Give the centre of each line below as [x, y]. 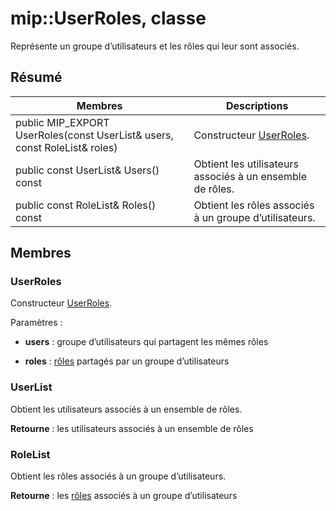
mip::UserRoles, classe [108, 18]
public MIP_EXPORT [62, 122]
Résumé [36, 77]
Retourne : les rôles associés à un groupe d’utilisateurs [124, 496]
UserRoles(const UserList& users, [94, 135]
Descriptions [257, 105]
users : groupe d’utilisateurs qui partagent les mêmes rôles [146, 342]
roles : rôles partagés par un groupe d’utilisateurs [127, 361]
